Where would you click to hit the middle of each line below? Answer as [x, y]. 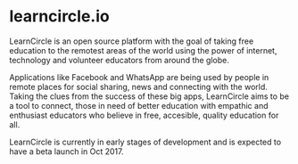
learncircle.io [59, 16]
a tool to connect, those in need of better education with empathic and [139, 105]
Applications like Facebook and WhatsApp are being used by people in [139, 77]
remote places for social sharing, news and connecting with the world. [138, 86]
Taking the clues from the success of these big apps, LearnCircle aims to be [149, 96]
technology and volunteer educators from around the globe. [119, 60]
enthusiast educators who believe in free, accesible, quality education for [144, 115]
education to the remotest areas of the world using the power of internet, [143, 50]
